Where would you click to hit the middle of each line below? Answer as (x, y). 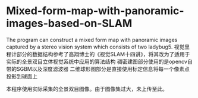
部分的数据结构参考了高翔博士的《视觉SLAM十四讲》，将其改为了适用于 (103, 54)
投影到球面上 (22, 76)
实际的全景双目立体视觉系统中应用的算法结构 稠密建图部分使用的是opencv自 (99, 61)
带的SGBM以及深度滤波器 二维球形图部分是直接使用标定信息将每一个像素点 (98, 68)
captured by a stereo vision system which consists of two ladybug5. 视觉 (95, 47)
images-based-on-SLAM (69, 23)
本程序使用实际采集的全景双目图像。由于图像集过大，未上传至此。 (87, 89)
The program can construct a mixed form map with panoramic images (92, 40)
